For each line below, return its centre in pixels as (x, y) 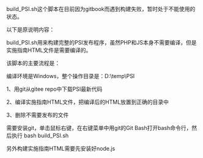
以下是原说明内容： (31, 30)
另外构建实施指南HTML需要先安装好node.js (61, 149)
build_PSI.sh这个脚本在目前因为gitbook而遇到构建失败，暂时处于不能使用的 (101, 9)
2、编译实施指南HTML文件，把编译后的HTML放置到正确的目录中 (88, 102)
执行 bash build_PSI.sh (40, 135)
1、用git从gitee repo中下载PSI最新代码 (54, 89)
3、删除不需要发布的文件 (38, 115)
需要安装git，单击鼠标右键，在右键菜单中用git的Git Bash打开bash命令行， (99, 128)
